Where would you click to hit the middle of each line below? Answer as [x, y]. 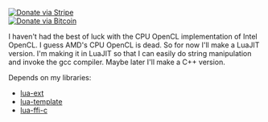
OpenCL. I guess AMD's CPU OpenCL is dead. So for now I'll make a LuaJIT [134, 45]
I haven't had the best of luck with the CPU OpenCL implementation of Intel [133, 37]
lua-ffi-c [34, 110]
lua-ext [32, 93]
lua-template [41, 102]
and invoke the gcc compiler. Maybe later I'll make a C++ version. [117, 62]
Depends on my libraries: [50, 77]
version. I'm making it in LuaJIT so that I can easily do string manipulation [130, 53]
